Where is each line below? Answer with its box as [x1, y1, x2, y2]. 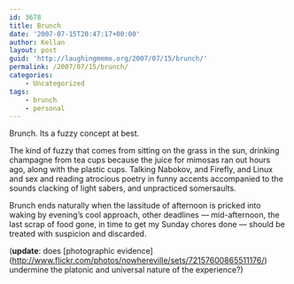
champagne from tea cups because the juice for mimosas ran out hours [9, 154, 271, 165]
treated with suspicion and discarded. [9, 228, 147, 240]
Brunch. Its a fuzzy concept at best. [9, 128, 140, 138]
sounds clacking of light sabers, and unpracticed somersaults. [9, 183, 236, 193]
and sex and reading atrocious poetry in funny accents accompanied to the [9, 174, 283, 185]
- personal [25, 104, 66, 113]
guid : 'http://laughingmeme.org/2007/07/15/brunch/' [9, 54, 208, 63]
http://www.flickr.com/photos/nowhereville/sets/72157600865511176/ [12, 255, 265, 266]
